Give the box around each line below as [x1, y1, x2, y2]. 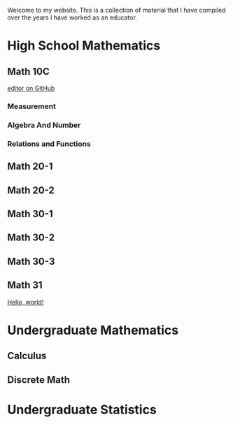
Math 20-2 [7, 184, 55, 196]
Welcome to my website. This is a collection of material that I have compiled [7, 6, 226, 14]
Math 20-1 [7, 161, 53, 173]
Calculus [7, 350, 47, 362]
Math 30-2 [7, 232, 55, 244]
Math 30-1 [7, 207, 54, 219]
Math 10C [7, 66, 50, 78]
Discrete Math [7, 374, 71, 386]
